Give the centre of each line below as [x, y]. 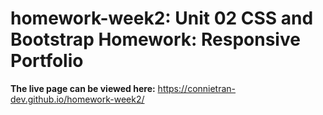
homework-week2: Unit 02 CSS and [162, 18]
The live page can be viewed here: [83, 88]
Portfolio [47, 61]
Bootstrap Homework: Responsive [155, 39]
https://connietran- [197, 88]
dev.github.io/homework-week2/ [77, 99]
